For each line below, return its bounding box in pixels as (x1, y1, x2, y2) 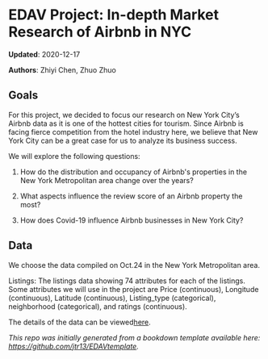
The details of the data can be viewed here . (8, 317, 151, 327)
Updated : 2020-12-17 (8, 49, 81, 59)
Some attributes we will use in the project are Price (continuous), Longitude (8, 284, 259, 294)
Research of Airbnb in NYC (8, 23, 192, 41)
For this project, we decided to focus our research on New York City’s (8, 110, 240, 119)
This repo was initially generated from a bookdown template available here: (8, 332, 261, 342)
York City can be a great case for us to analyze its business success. (8, 136, 237, 145)
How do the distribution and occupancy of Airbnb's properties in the (19, 167, 248, 177)
